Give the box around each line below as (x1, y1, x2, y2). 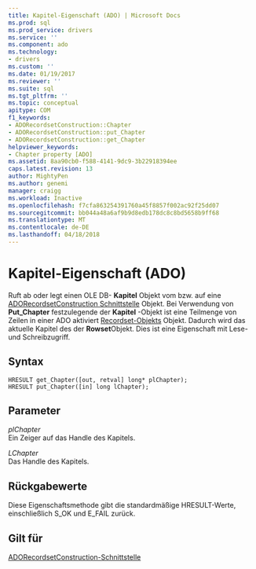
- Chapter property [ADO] (8, 150, 93, 158)
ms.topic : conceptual (8, 99, 79, 107)
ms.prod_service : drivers (8, 26, 93, 34)
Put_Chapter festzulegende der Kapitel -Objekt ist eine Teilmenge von (8, 307, 237, 317)
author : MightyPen (8, 172, 68, 181)
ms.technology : (8, 48, 58, 56)
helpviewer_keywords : (8, 143, 79, 151)
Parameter (8, 404, 61, 417)
